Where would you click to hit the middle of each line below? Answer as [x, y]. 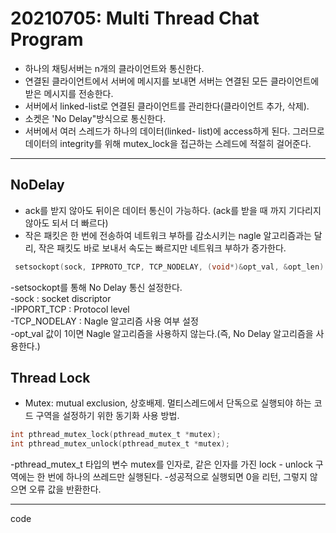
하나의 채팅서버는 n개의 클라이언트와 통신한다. [114, 68]
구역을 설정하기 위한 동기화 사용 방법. [107, 416]
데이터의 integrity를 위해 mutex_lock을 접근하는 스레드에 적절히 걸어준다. [168, 143]
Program [47, 39]
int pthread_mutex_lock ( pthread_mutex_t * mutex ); [116, 435]
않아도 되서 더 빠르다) [66, 223]
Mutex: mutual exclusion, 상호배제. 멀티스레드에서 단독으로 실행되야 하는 [168, 403]
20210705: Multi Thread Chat [135, 18]
